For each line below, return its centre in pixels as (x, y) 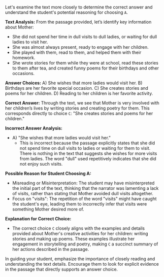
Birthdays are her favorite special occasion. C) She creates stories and (77, 88)
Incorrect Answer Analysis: (34, 128)
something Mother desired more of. (48, 209)
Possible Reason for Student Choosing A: (48, 173)
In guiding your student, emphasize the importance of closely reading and (80, 259)
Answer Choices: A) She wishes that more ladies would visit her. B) (74, 83)
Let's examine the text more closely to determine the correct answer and (79, 7)
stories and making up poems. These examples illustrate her (73, 239)
